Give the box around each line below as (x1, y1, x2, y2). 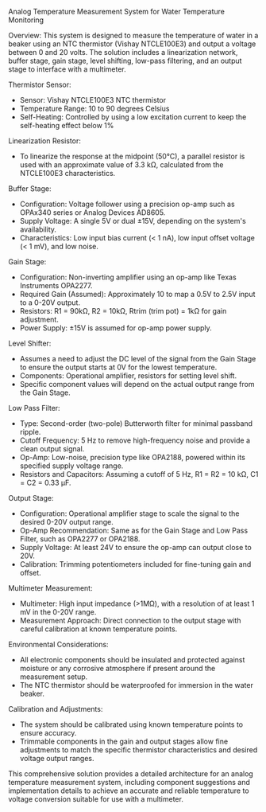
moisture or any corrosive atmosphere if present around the (19, 664, 216, 673)
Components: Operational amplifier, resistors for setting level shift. (19, 371, 237, 381)
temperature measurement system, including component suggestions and (8, 778, 250, 787)
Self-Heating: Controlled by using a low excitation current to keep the (19, 112, 247, 122)
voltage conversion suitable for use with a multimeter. (8, 794, 184, 803)
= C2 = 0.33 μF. (19, 478, 71, 487)
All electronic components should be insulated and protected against (19, 655, 245, 664)
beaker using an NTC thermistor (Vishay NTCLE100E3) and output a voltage (8, 39, 256, 49)
